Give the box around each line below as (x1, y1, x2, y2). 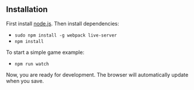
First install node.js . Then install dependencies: (6, 20, 120, 27)
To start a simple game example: (6, 49, 85, 56)
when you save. (6, 77, 44, 84)
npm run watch (14, 61, 49, 67)
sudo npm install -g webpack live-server (14, 32, 117, 38)
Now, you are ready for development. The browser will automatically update (6, 71, 189, 78)
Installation (6, 5, 48, 15)
